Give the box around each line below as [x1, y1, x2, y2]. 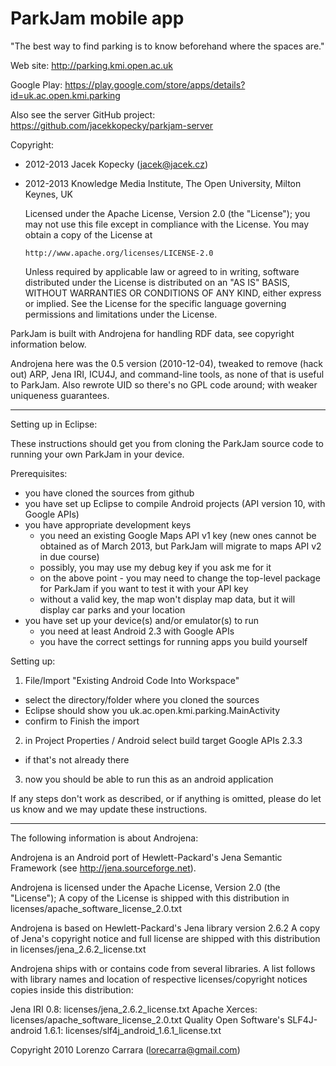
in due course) [39, 550, 100, 562]
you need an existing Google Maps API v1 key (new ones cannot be [39, 529, 317, 541]
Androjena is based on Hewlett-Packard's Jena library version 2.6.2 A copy [10, 922, 321, 934]
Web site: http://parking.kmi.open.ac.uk [10, 59, 173, 71]
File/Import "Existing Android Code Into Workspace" [24, 674, 240, 686]
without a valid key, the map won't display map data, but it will [39, 593, 296, 605]
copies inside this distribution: [10, 983, 134, 996]
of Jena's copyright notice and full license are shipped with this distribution [10, 932, 321, 944]
